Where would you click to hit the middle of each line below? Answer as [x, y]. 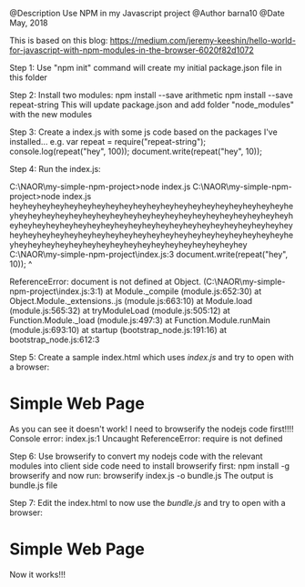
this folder [29, 77]
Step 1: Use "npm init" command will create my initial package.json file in [146, 68]
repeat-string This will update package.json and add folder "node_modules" [152, 105]
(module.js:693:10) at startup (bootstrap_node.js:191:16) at [118, 330]
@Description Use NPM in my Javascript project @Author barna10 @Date [147, 13]
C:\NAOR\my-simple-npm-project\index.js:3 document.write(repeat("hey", [149, 254]
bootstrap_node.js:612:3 [55, 339]
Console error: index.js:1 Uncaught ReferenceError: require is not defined [146, 438]
